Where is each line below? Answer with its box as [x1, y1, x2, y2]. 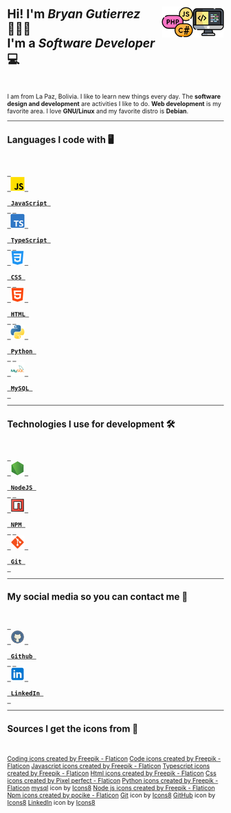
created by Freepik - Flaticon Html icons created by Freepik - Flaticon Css [7, 769, 217, 777]
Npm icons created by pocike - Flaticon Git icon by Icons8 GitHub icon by [7, 791, 216, 799]
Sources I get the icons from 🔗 [7, 723, 139, 735]
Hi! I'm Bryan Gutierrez [7, 6, 141, 22]
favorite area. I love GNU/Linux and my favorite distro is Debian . [7, 107, 189, 115]
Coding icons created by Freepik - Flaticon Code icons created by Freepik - [7, 754, 221, 763]
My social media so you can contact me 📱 [7, 591, 188, 602]
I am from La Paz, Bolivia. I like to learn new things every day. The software [7, 92, 221, 101]
